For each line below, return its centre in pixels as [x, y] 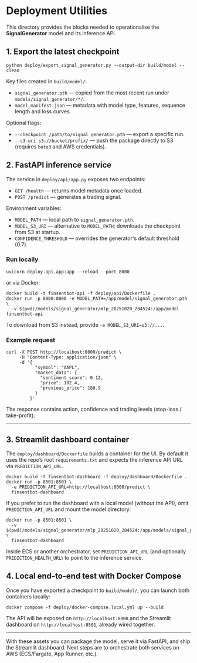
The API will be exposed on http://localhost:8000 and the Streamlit [89, 618]
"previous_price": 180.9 [70, 388]
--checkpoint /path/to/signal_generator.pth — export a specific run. [99, 134]
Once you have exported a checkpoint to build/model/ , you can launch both [98, 590]
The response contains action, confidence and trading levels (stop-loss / [94, 410]
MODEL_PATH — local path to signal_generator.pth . [74, 219]
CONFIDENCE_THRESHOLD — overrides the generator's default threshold [97, 238]
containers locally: [28, 596]
